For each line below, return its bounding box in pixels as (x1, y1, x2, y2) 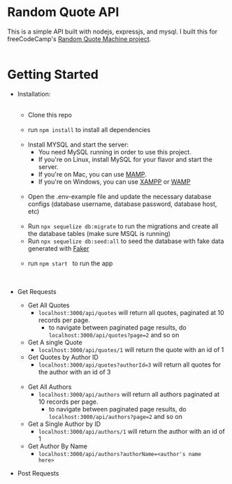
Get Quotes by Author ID (27, 353, 99, 361)
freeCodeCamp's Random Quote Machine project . (7, 34, 152, 43)
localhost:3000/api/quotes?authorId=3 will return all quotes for (38, 360, 222, 369)
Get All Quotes (27, 301, 70, 309)
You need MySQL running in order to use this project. (38, 147, 192, 156)
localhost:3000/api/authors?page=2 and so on (48, 412, 183, 420)
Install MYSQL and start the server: (27, 140, 129, 149)
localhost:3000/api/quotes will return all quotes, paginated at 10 (38, 308, 225, 316)
